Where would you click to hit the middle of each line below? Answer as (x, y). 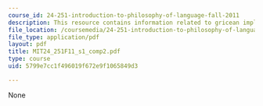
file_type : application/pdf (54, 37)
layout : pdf (27, 44)
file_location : (33, 30)
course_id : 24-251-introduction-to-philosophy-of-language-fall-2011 (124, 15)
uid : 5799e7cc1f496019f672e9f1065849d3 (73, 66)
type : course (29, 59)
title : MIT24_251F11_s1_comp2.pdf (65, 51)
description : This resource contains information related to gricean (124, 23)
